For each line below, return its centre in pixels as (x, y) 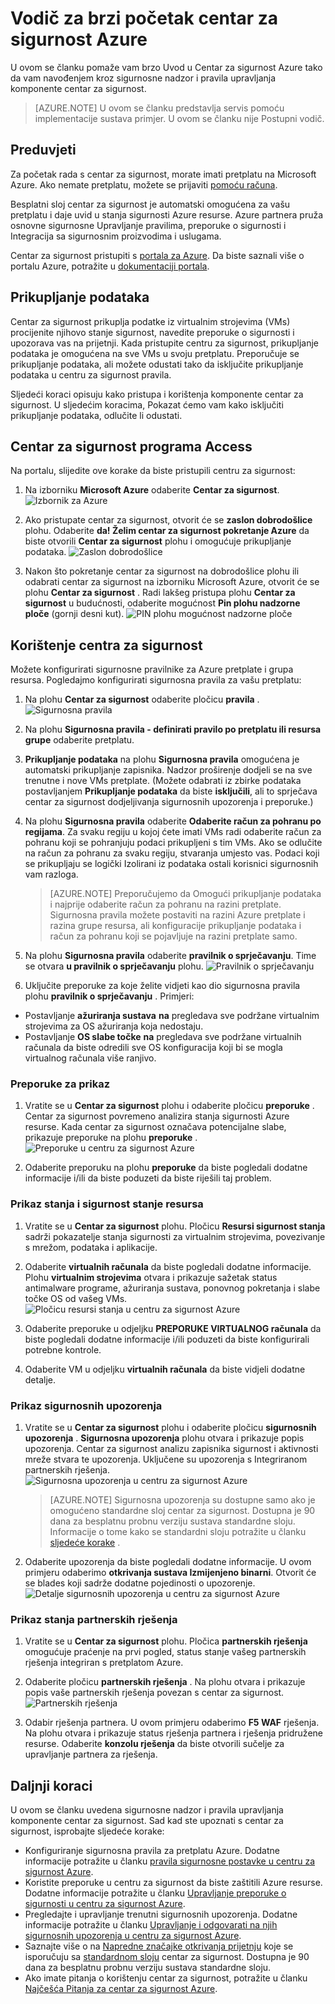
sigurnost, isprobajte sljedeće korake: (87, 1831)
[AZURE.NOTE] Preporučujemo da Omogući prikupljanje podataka (185, 894)
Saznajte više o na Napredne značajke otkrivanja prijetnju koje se (159, 1946)
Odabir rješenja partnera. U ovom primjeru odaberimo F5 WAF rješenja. (172, 1723)
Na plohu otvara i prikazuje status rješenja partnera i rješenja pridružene (173, 1733)
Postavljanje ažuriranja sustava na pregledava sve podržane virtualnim (172, 1016)
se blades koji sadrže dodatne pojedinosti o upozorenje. (140, 1583)
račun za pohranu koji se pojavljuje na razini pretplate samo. (173, 936)
